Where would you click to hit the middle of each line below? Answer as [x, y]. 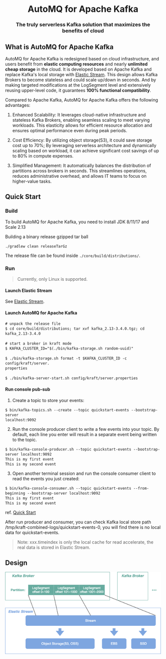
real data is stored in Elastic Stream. [54, 547]
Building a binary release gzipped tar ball [47, 237]
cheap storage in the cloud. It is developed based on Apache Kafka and [78, 69]
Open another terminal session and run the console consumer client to [84, 473]
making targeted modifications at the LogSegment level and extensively [78, 85]
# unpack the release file [33, 324]
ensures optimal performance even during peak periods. [70, 130]
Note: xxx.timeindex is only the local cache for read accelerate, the [85, 542]
